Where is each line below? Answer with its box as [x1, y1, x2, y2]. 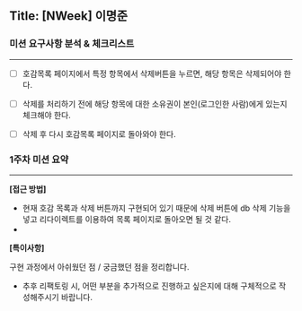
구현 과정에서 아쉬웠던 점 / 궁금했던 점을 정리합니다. [9, 262, 190, 272]
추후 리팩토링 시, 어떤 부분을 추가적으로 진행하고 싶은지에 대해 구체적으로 [22, 281, 277, 291]
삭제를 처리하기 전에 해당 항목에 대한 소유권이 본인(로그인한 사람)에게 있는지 [22, 98, 288, 109]
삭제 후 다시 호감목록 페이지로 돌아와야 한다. [22, 128, 177, 139]
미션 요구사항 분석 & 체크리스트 [9, 38, 135, 50]
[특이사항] [9, 243, 45, 254]
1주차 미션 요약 [9, 153, 69, 166]
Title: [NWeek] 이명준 [9, 8, 129, 24]
